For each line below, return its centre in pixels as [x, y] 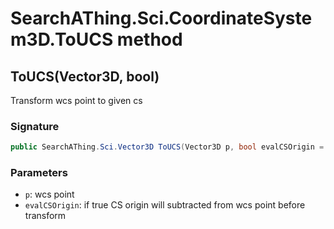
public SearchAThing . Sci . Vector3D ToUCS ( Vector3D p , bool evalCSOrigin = [167, 147]
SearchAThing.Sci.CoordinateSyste [161, 18]
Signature [35, 126]
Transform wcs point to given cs [76, 100]
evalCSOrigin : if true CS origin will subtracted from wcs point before [165, 205]
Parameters [39, 173]
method [149, 39]
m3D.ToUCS [62, 39]
